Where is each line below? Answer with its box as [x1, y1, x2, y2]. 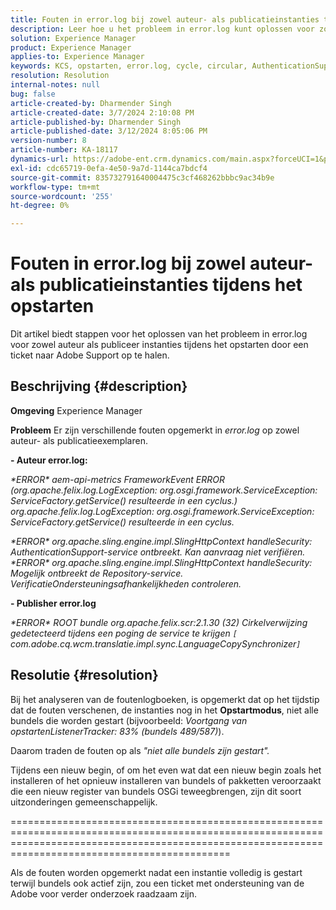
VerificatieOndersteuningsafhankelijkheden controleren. [10, 577, 242, 590]
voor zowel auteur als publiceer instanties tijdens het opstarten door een [10, 339, 309, 351]
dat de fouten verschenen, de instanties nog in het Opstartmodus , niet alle [10, 704, 319, 716]
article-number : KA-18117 [10, 145, 118, 155]
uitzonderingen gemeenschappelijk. [10, 796, 158, 808]
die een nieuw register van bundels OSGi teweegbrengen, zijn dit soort [10, 785, 302, 797]
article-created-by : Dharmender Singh [10, 98, 172, 108]
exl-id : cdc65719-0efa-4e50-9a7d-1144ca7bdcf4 [10, 163, 208, 173]
